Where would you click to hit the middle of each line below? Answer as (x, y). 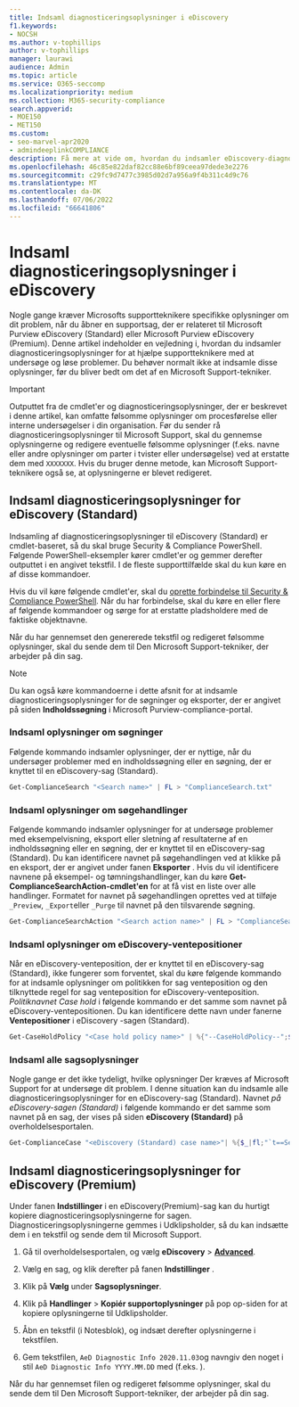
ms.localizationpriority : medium (71, 92)
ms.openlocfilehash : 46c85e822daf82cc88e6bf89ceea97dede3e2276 (129, 167)
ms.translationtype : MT (53, 184)
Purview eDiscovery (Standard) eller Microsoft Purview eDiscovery (132, 333)
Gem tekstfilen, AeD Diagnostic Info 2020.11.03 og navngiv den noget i (153, 1357)
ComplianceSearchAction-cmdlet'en (79, 886)
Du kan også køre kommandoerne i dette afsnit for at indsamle (124, 690)
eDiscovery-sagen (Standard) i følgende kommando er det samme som (140, 1107)
